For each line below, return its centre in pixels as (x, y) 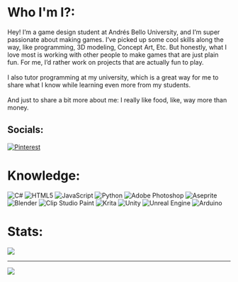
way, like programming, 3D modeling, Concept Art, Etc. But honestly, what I (117, 47)
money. (18, 107)
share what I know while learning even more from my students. (99, 85)
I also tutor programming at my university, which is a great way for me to (113, 77)
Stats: (25, 231)
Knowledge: (44, 175)
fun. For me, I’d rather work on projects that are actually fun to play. (106, 62)
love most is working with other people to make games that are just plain (113, 55)
